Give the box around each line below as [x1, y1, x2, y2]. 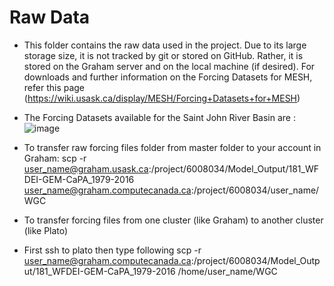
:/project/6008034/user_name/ [190, 184, 320, 196]
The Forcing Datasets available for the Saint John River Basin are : [23, 111, 296, 123]
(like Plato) [23, 224, 69, 236]
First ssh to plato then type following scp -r [23, 244, 202, 256]
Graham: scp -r [23, 152, 87, 164]
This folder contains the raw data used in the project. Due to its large [23, 39, 307, 51]
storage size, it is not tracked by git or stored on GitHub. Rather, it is [23, 49, 304, 61]
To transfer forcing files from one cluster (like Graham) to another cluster [23, 214, 324, 226]
